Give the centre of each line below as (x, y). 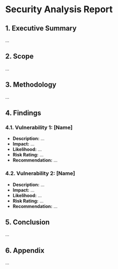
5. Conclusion (27, 222)
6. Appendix (25, 250)
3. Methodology (31, 85)
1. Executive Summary (41, 28)
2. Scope (19, 56)
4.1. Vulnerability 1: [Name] (39, 127)
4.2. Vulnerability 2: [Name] (40, 173)
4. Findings (23, 113)
